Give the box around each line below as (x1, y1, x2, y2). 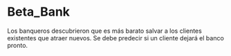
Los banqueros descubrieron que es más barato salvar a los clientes (7, 27, 202, 35)
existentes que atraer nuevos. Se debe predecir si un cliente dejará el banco (7, 33, 225, 42)
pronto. (7, 41, 28, 49)
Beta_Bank (7, 4, 71, 20)
